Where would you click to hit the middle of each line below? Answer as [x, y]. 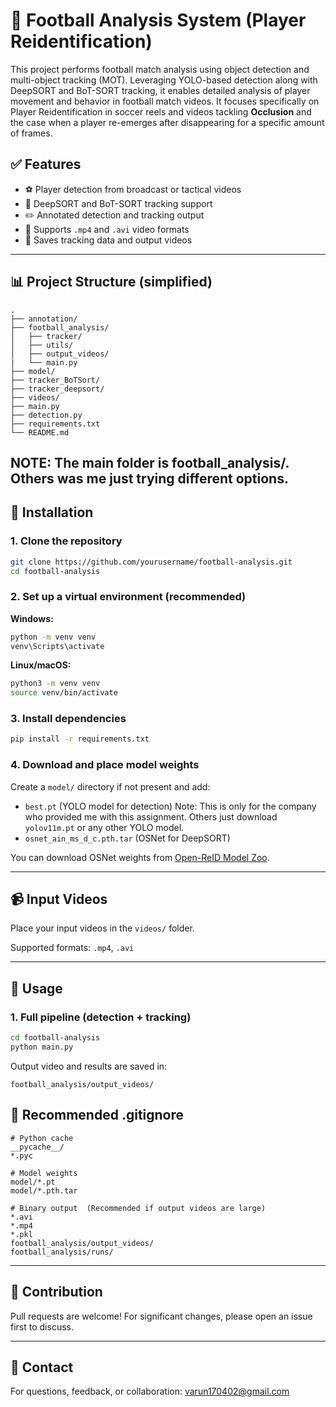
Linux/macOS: [41, 665]
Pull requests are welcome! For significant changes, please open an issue [161, 1316]
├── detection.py [46, 415]
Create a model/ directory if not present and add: [110, 786]
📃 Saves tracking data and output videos [108, 240]
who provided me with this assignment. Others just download [151, 816]
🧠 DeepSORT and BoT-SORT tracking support [118, 203]
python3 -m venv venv [55, 684]
